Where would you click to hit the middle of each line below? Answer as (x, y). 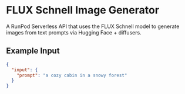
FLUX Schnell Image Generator (83, 10)
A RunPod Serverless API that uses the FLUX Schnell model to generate (93, 26)
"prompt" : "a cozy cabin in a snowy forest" (72, 75)
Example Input (33, 51)
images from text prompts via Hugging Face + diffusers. (74, 32)
